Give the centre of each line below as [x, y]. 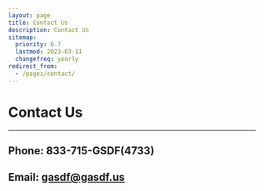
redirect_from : [33, 67]
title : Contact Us [38, 23]
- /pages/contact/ [46, 74]
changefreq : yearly [47, 59]
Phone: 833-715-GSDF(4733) [81, 151]
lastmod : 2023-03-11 [49, 52]
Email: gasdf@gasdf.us [67, 177]
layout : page [29, 15]
